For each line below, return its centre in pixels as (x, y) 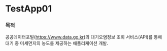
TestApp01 (29, 9)
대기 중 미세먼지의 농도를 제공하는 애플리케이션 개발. (57, 43)
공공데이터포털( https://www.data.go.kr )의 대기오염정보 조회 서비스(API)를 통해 (84, 37)
